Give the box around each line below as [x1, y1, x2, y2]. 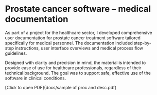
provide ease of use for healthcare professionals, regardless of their [5, 64, 142, 71]
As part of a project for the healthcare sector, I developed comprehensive [5, 30, 152, 35]
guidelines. [5, 50, 27, 56]
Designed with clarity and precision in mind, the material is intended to [5, 60, 146, 65]
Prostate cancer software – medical [5, 3, 151, 15]
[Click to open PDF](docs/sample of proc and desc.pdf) [5, 84, 117, 90]
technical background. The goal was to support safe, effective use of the [5, 70, 151, 76]
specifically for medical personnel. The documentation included [5, 40, 133, 46]
